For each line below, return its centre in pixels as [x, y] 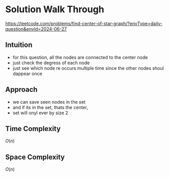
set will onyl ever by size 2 [40, 113]
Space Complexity [35, 157]
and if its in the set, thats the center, [50, 107]
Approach [21, 90]
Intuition [19, 45]
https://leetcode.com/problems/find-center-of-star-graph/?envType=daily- [84, 23]
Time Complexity [33, 129]
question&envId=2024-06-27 [36, 29]
